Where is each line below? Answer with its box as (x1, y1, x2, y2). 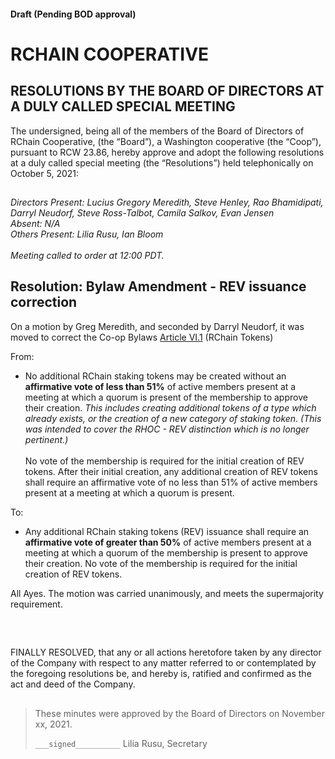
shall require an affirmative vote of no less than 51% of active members (24, 476, 318, 488)
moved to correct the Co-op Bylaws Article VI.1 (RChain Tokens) (10, 331, 274, 343)
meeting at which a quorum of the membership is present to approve (24, 546, 308, 559)
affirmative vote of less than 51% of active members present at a (24, 380, 297, 392)
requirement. (10, 598, 63, 610)
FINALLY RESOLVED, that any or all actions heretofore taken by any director (10, 646, 322, 659)
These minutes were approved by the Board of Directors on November (34, 707, 325, 719)
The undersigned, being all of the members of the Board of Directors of (10, 125, 305, 137)
